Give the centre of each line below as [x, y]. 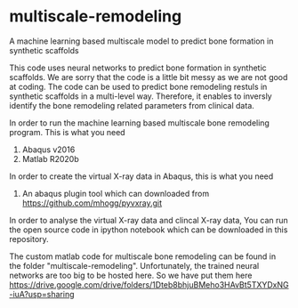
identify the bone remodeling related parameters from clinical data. [132, 105]
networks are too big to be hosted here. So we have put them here [131, 275]
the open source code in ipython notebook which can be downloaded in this [149, 230]
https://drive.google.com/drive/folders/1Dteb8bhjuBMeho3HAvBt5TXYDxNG [149, 284]
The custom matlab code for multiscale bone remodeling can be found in [143, 256]
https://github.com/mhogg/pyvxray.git [92, 203]
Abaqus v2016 [48, 150]
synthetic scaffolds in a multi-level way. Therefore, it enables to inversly [141, 96]
